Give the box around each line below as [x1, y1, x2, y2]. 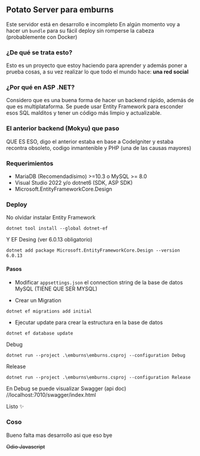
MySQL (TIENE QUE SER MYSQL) [14, 285, 97, 292]
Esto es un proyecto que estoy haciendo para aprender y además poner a [6, 62, 187, 69]
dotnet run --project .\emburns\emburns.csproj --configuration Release [6, 374, 191, 380]
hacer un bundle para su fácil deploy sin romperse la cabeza [6, 27, 154, 34]
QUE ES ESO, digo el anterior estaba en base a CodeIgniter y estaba [6, 137, 174, 145]
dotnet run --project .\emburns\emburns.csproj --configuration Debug [6, 352, 186, 358]
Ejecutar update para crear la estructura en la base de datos [14, 319, 163, 326]
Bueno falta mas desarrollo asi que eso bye [6, 431, 113, 439]
